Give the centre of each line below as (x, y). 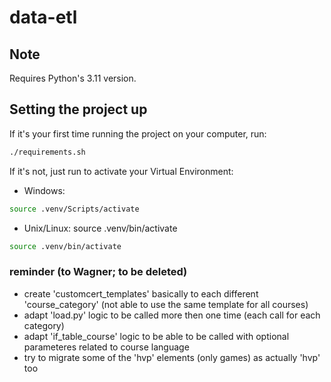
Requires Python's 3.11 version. (73, 78)
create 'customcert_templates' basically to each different (141, 293)
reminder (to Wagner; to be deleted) (98, 272)
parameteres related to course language (106, 347)
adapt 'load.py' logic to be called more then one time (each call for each (172, 315)
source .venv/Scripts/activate (74, 209)
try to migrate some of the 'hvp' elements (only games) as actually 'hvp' (172, 357)
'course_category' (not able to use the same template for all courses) (166, 304)
